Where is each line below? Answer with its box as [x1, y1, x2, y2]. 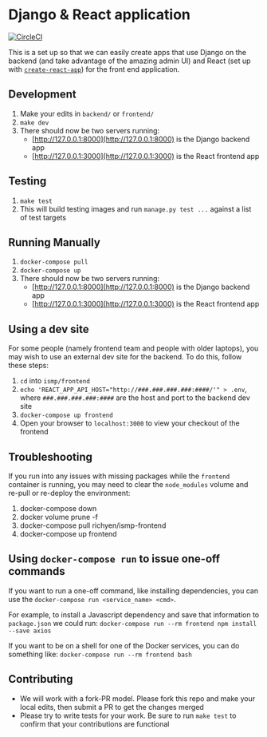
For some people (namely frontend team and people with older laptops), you [8, 343, 259, 353]
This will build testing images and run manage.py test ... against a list [19, 204, 252, 213]
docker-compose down [19, 504, 97, 513]
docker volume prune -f [19, 513, 98, 521]
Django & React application [8, 6, 191, 24]
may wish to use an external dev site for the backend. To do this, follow [8, 352, 242, 362]
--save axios [8, 627, 52, 635]
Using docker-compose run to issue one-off [8, 553, 221, 566]
